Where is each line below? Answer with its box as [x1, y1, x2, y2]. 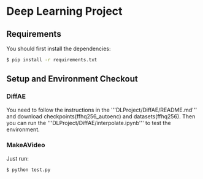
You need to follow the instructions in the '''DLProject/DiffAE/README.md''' [6, 106, 197, 113]
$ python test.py [6, 167, 51, 173]
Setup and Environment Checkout [6, 74, 138, 84]
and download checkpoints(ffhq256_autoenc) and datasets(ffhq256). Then [6, 112, 196, 120]
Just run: [6, 154, 29, 162]
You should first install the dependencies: [6, 45, 111, 52]
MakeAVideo [6, 141, 45, 150]
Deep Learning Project [6, 4, 123, 18]
